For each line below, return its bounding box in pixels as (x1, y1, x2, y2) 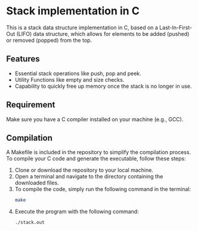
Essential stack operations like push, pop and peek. (14, 70, 141, 77)
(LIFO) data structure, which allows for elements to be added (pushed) (16, 30, 190, 37)
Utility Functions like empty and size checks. (14, 76, 125, 83)
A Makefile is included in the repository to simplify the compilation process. (6, 149, 191, 156)
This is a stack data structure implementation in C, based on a (6, 24, 158, 31)
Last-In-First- (159, 24, 193, 31)
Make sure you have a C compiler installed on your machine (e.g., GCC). (6, 115, 184, 123)
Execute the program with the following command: (14, 208, 139, 215)
